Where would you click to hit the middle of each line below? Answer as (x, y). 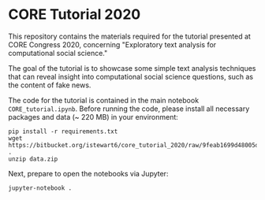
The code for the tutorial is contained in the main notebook (104, 100)
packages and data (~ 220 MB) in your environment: (93, 117)
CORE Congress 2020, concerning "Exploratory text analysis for (112, 44)
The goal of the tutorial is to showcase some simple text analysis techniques (132, 68)
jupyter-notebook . (40, 188)
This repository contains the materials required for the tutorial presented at (129, 36)
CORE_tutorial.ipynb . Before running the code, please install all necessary (129, 109)
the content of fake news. (50, 85)
